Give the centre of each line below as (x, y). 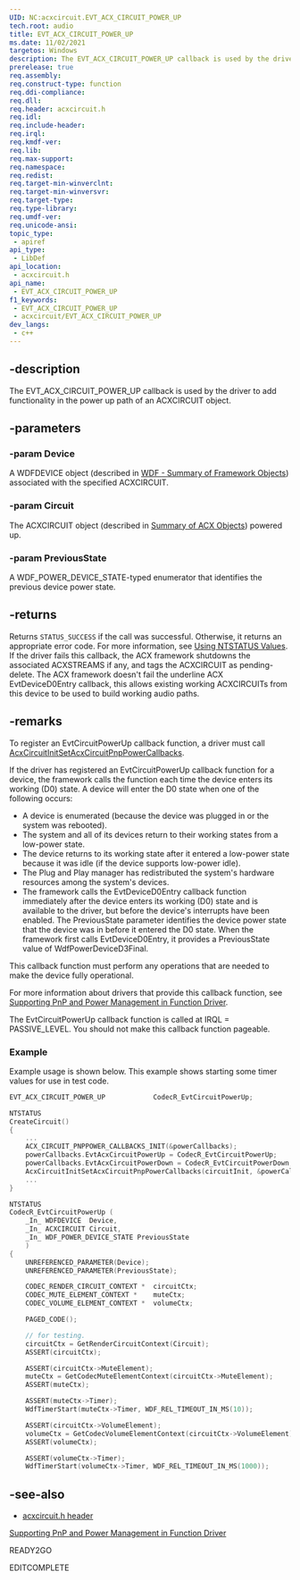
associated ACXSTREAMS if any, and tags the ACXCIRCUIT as (124, 665)
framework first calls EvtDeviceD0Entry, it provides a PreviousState (146, 939)
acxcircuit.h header (58, 1516)
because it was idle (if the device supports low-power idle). (131, 863)
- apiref (29, 242)
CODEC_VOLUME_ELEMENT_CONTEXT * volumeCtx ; (109, 1304)
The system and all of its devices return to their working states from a (150, 834)
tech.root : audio (42, 26)
